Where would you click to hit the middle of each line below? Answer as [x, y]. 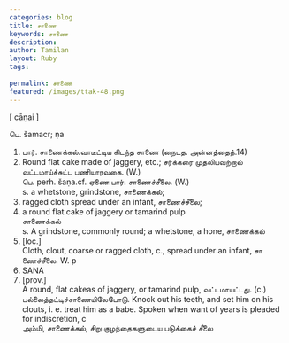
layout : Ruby [33, 58]
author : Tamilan [39, 51]
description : [33, 42]
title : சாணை [33, 26]
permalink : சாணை [41, 83]
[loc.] [31, 241]
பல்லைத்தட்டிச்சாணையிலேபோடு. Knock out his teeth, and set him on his [148, 299]
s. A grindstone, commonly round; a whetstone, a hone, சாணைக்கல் [143, 230]
